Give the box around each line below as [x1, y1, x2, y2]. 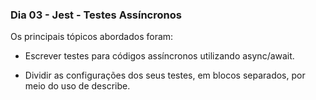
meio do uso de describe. [24, 80, 131, 92]
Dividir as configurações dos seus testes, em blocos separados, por [24, 69, 306, 82]
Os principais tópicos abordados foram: [10, 31, 174, 43]
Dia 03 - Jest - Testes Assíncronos [10, 8, 182, 22]
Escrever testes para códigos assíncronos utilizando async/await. [24, 50, 295, 62]
